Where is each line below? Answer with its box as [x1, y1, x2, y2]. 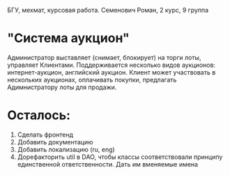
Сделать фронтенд [17, 130, 74, 139]
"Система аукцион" [7, 31, 130, 46]
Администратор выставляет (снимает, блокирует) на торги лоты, [7, 53, 201, 61]
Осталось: [7, 107, 71, 123]
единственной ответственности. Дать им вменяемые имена [17, 160, 199, 168]
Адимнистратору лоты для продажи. [7, 83, 117, 91]
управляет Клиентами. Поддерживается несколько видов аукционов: [7, 61, 216, 69]
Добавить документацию [17, 137, 93, 146]
